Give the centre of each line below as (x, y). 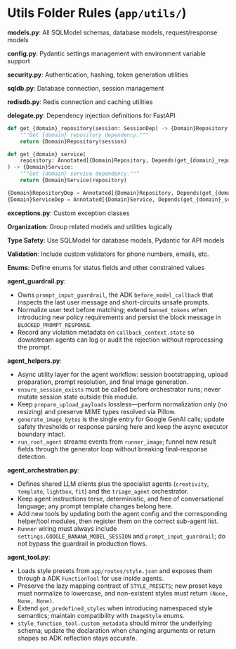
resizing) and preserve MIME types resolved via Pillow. (97, 411)
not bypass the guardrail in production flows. (82, 544)
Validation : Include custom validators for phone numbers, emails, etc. (108, 254)
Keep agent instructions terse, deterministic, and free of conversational (120, 499)
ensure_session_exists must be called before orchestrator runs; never (119, 389)
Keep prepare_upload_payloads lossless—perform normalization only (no (122, 404)
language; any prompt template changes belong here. (95, 506)
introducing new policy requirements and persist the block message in (119, 317)
